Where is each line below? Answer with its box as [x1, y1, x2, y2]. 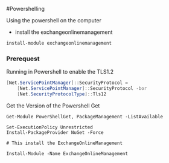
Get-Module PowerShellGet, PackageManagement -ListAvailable [6, 113, 164, 120]
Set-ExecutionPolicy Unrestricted [6, 124, 94, 130]
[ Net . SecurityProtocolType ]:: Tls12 [17, 91, 107, 97]
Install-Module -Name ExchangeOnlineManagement [6, 150, 129, 156]
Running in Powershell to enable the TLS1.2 [6, 68, 114, 75]
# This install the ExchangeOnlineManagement [6, 140, 123, 146]
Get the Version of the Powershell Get [6, 102, 100, 109]
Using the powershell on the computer [6, 17, 101, 24]
